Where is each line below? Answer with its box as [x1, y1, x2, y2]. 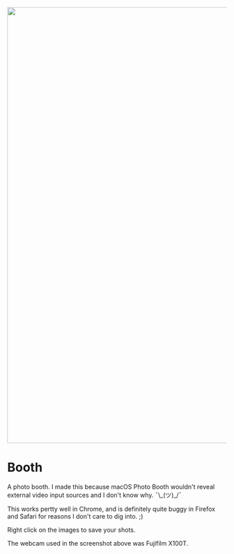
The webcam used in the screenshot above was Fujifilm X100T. [7, 539, 189, 547]
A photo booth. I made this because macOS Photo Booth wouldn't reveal [7, 482, 215, 491]
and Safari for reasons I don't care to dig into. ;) [7, 512, 143, 521]
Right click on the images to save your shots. [7, 525, 136, 534]
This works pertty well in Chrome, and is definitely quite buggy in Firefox [7, 505, 216, 513]
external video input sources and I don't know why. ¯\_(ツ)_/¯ [7, 491, 182, 499]
